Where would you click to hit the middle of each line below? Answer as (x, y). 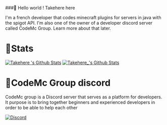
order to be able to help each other (41, 107)
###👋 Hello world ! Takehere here (40, 8)
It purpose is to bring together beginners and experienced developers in (80, 102)
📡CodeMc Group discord (58, 83)
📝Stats (19, 49)
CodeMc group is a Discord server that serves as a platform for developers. (84, 97)
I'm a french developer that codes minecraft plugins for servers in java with (83, 17)
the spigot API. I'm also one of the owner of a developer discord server (79, 23)
